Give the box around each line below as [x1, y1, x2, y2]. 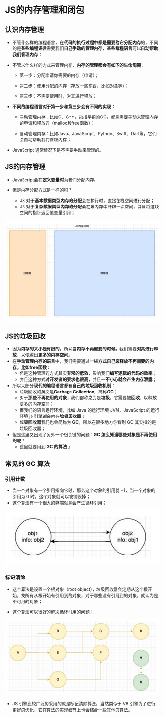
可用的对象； [16, 598, 43, 604]
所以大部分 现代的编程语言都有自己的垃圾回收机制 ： [12, 383, 116, 389]
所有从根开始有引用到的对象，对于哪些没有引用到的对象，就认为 [25, 592, 154, 598]
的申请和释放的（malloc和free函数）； [19, 120, 95, 126]
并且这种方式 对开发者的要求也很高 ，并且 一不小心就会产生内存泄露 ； [19, 376, 157, 382]
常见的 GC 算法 [5, 460, 50, 468]
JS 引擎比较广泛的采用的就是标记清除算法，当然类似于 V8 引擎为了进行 [12, 700, 156, 706]
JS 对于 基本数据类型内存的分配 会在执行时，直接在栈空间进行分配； [19, 197, 155, 203]
